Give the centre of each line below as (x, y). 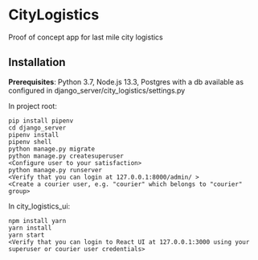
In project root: (33, 105)
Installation (37, 62)
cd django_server (37, 128)
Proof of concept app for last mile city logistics (86, 37)
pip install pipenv (41, 121)
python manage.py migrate (51, 149)
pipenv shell (30, 142)
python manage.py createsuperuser (66, 156)
